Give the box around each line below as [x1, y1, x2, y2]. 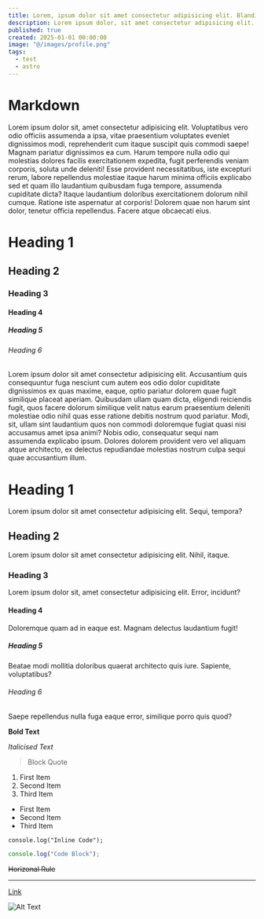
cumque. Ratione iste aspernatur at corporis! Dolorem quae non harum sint [8, 197, 251, 207]
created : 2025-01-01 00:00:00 [8, 33, 108, 42]
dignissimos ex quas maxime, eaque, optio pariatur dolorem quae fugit [8, 386, 237, 396]
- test [15, 56, 37, 64]
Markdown [8, 96, 80, 114]
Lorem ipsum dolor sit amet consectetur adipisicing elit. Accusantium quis [8, 370, 247, 379]
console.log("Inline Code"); [8, 836, 104, 844]
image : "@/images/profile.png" [8, 41, 111, 49]
